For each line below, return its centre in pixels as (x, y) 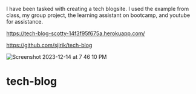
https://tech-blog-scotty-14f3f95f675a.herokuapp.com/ (76, 33)
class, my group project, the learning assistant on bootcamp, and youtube (98, 15)
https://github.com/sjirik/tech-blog (49, 45)
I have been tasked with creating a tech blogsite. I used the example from (98, 9)
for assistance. (25, 22)
